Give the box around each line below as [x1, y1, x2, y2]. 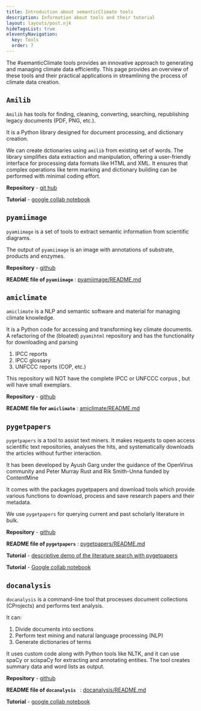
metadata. [6, 499, 31, 506]
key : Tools [11, 37, 39, 43]
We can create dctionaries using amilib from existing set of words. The [6, 146, 183, 154]
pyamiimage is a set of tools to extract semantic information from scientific [6, 228, 189, 235]
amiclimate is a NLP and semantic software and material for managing [6, 307, 180, 315]
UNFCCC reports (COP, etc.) [14, 363, 86, 370]
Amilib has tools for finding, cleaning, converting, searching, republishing [6, 110, 189, 118]
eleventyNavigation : [6, 31, 59, 37]
